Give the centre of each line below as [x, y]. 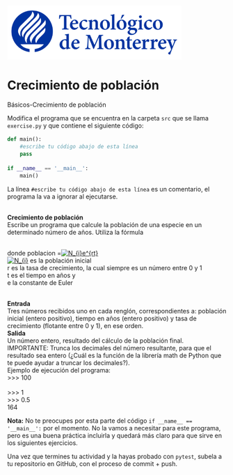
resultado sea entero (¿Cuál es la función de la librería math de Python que [114, 356]
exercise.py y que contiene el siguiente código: [75, 125]
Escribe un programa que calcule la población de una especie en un [105, 225]
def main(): [24, 139]
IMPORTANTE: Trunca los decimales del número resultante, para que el [110, 348]
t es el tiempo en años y [41, 275]
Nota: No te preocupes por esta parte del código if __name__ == [100, 421]
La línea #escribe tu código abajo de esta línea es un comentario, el [109, 189]
